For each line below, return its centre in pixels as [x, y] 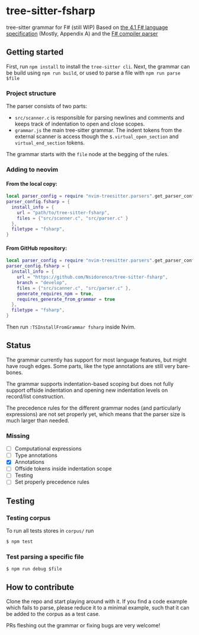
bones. [15, 372]
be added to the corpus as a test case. [53, 614]
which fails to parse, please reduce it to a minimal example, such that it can [98, 608]
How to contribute [40, 587]
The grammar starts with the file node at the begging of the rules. [87, 154]
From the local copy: [32, 183]
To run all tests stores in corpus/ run [50, 531]
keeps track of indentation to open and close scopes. [80, 124]
